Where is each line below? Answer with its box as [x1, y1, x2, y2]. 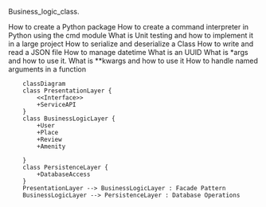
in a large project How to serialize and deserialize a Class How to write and [8, 39, 253, 49]
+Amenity [37, 143, 66, 150]
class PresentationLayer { [22, 87, 112, 95]
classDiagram [22, 80, 66, 88]
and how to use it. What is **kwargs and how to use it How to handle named [8, 56, 259, 65]
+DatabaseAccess [37, 170, 91, 178]
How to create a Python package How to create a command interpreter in [8, 22, 249, 31]
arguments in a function [8, 64, 86, 74]
